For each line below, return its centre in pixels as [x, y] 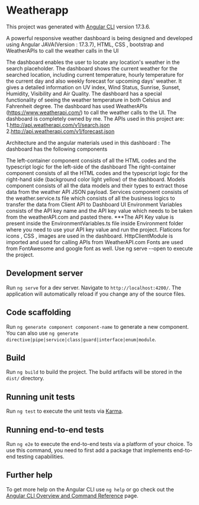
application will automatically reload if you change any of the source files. [96, 294]
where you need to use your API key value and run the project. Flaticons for [98, 229]
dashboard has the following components [57, 149]
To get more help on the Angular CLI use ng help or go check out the [90, 489]
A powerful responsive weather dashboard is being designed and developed [99, 38]
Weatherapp [37, 10]
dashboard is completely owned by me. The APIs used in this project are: [95, 118]
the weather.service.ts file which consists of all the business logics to [91, 198]
